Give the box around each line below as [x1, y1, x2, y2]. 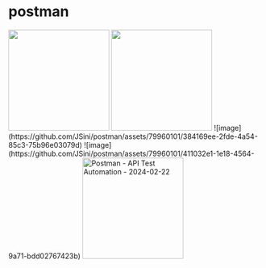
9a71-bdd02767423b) [8, 251, 81, 261]
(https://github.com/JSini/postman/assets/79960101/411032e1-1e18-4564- [8, 149, 255, 158]
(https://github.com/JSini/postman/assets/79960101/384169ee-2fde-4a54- [8, 132, 258, 141]
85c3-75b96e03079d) [8, 140, 83, 149]
